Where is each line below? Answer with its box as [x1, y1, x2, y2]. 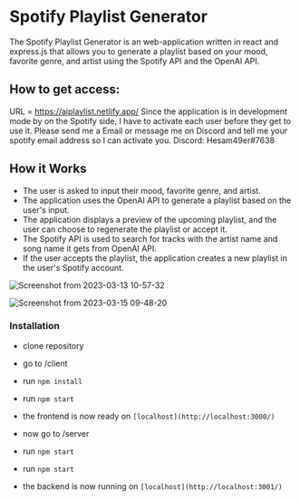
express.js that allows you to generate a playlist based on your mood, [9, 45, 268, 56]
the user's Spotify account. [22, 262, 124, 273]
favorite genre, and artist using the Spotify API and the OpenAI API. [9, 55, 260, 66]
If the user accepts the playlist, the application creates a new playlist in [22, 252, 287, 264]
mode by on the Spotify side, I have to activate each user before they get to [9, 115, 292, 126]
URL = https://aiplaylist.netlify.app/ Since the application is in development [9, 106, 288, 117]
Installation [9, 320, 61, 332]
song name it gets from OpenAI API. [22, 243, 157, 254]
